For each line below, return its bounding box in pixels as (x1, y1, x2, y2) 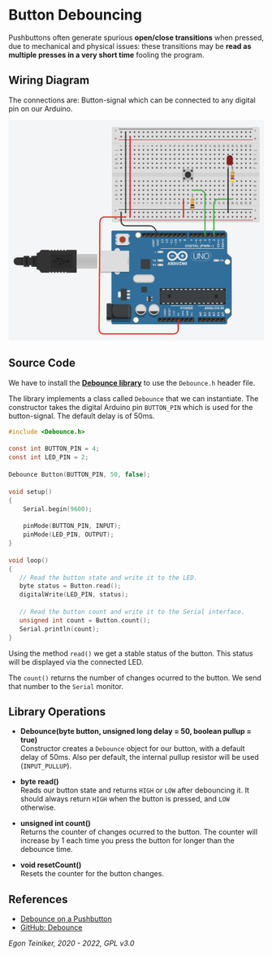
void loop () (8, 556, 49, 565)
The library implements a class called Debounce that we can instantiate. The (8, 393, 259, 404)
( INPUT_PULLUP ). (19, 761, 71, 770)
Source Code (8, 356, 76, 370)
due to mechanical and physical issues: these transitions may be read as (8, 41, 252, 50)
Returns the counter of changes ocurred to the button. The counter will (19, 827, 258, 837)
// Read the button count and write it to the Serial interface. (19, 608, 245, 616)
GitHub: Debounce (19, 923, 83, 932)
